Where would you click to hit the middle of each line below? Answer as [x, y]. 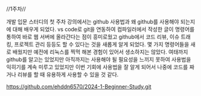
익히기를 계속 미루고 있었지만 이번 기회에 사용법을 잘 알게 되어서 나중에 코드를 [97, 67]
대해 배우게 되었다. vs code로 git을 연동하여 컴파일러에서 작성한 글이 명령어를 [104, 29]
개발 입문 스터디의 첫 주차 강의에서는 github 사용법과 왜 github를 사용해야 [93, 22]
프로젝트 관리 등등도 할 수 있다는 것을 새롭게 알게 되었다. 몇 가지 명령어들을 [102, 44]
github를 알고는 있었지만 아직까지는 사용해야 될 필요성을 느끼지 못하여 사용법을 [99, 59]
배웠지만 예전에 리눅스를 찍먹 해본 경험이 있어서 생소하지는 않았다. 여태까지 [100, 52]
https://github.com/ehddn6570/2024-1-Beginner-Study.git [79, 87]
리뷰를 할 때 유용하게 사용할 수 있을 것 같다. [68, 75]
